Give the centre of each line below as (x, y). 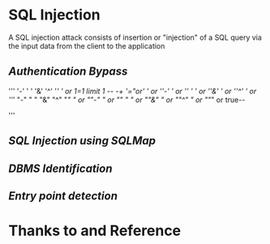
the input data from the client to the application (87, 45)
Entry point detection (63, 196)
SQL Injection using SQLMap (82, 141)
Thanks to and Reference (95, 231)
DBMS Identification (60, 168)
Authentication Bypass (68, 72)
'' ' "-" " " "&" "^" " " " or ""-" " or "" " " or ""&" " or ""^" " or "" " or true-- (127, 100)
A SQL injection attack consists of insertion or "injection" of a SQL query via (135, 37)
